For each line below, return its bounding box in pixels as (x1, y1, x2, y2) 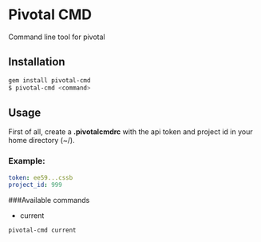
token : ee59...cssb (8, 173, 73, 181)
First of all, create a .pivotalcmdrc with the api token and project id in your (8, 127, 253, 137)
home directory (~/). (8, 136, 75, 145)
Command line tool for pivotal (8, 32, 105, 42)
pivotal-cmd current (8, 226, 77, 235)
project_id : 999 (8, 181, 62, 189)
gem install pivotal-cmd (8, 76, 91, 85)
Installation (8, 55, 65, 69)
